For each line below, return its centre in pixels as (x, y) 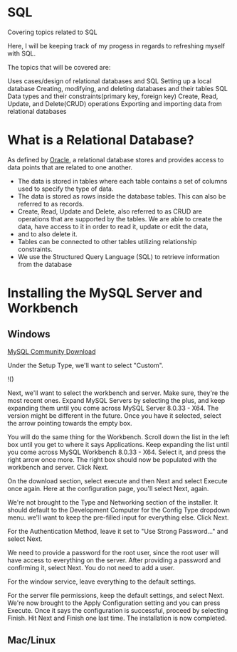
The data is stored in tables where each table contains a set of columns (122, 181)
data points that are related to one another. (70, 167)
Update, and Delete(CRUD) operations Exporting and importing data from (115, 103)
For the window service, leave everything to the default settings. (102, 582)
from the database (45, 264)
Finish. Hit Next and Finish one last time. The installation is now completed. (117, 618)
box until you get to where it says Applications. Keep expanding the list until (118, 444)
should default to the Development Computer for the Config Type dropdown (118, 510)
